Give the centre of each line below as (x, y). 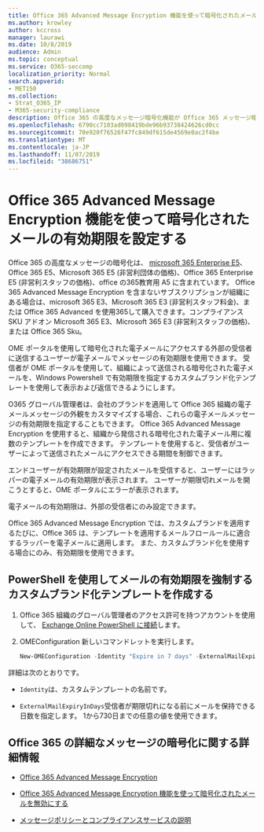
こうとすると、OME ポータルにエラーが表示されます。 (95, 490)
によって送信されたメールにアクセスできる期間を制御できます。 (124, 454)
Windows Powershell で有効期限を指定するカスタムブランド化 (135, 377)
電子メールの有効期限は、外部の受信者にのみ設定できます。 (104, 506)
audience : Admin (35, 52)
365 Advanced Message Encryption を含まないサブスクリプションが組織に (129, 293)
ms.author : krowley (40, 23)
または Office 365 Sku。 (47, 332)
